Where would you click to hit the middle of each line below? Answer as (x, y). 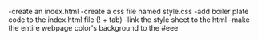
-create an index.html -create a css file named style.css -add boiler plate (129, 11)
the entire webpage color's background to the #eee (93, 28)
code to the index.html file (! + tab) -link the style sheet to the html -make (129, 20)
